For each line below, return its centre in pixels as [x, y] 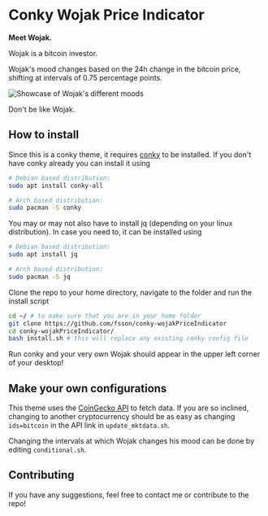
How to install [44, 135]
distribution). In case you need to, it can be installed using [105, 232]
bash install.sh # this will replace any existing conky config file [129, 339]
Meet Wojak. [30, 37]
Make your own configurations [88, 388]
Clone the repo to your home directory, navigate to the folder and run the [130, 292]
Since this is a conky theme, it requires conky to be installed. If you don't [130, 154]
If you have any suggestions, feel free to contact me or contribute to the [129, 495]
